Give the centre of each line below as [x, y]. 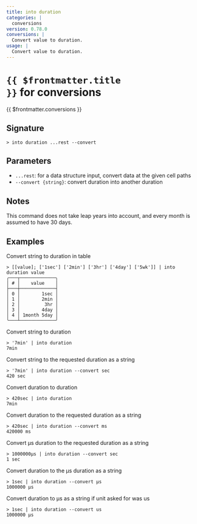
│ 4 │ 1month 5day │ [33, 315]
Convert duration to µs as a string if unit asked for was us [78, 498]
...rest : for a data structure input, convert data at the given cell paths [103, 176]
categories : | [24, 18]
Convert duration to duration [42, 387]
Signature [25, 128]
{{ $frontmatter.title [64, 80]
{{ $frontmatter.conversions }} [44, 109]
